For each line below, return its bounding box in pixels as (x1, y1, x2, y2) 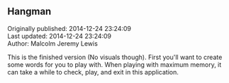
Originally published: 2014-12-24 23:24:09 (7, 24, 132, 32)
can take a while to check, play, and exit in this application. (7, 68, 179, 76)
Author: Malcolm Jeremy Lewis (7, 39, 98, 48)
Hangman (7, 6, 52, 18)
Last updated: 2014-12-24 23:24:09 (7, 32, 112, 40)
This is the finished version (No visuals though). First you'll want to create (7, 53, 223, 61)
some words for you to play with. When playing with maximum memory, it (7, 60, 222, 69)
